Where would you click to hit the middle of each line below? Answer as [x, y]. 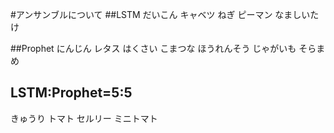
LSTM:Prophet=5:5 [71, 93]
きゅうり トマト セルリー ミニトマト [84, 118]
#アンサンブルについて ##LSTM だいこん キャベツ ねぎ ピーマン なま [151, 14]
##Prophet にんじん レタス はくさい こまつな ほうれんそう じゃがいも [153, 48]
